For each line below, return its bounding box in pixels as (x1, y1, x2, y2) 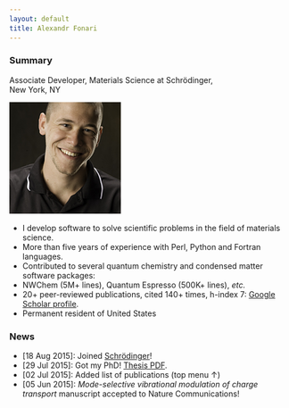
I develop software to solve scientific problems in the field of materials (21, 222, 281, 233)
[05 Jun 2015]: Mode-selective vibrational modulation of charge (21, 379, 259, 390)
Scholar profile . (21, 298, 79, 309)
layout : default (9, 14, 70, 23)
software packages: (21, 270, 95, 280)
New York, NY (9, 84, 61, 95)
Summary (9, 54, 54, 67)
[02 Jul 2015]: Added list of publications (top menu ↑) (21, 370, 221, 380)
